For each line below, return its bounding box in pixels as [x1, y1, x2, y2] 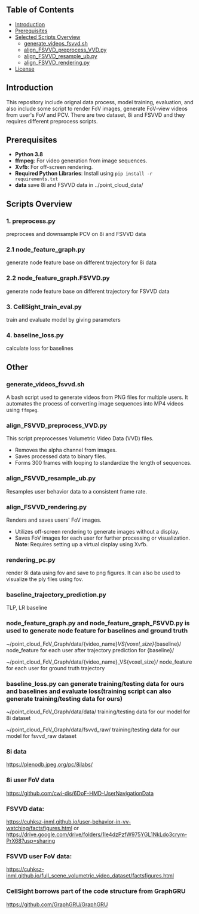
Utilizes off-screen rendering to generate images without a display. [14, 528, 180, 535]
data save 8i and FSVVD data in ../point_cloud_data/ [14, 181, 143, 189]
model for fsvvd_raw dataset [6, 733, 76, 740]
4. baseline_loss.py [6, 331, 64, 339]
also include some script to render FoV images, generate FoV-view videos [6, 105, 188, 112]
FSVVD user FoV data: [6, 852, 72, 860]
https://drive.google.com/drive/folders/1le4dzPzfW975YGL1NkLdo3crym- [6, 831, 188, 838]
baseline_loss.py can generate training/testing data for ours [6, 679, 185, 688]
